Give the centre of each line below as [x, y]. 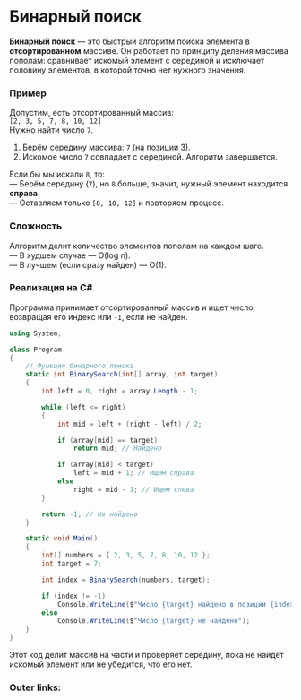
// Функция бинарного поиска [80, 366]
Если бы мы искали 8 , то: [57, 174]
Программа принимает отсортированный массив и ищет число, [133, 307]
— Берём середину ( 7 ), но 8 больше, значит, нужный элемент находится [149, 184]
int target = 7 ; [72, 564]
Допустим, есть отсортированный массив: [92, 113]
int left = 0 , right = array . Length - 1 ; [120, 392]
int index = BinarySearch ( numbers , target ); [126, 580]
